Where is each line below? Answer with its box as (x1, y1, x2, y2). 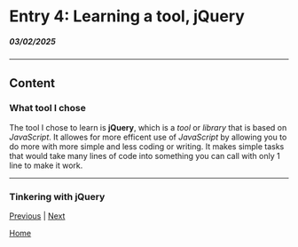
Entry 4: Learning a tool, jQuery (9, 6, 246, 27)
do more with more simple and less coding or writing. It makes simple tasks (9, 140, 285, 152)
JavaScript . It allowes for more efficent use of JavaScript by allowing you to (9, 131, 287, 142)
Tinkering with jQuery (9, 190, 106, 203)
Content (9, 76, 56, 91)
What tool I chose (9, 102, 86, 115)
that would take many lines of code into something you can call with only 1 (9, 150, 281, 161)
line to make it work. (9, 160, 83, 171)
